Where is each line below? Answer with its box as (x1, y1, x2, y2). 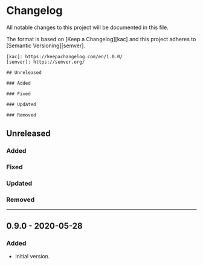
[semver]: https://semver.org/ (6, 59, 85, 65)
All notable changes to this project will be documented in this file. (6, 24, 169, 31)
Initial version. (14, 253, 50, 260)
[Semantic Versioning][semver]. (6, 42, 86, 49)
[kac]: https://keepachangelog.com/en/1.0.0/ (6, 53, 123, 59)
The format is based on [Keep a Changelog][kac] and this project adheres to (6, 35, 196, 42)
